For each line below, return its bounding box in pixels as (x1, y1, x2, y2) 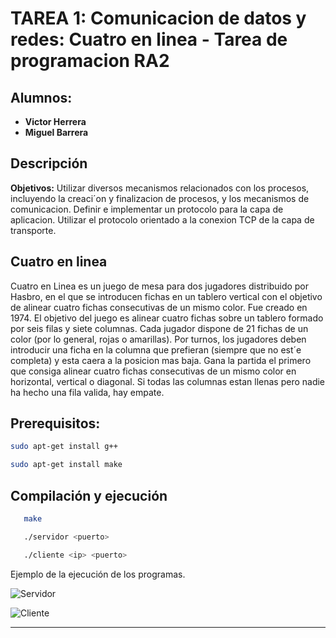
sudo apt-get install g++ (10, 442, 118, 452)
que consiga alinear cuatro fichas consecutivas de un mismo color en (10, 365, 297, 377)
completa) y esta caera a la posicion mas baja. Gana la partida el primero (10, 354, 312, 366)
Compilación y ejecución (10, 487, 168, 504)
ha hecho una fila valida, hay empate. (10, 386, 165, 398)
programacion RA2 (10, 50, 170, 72)
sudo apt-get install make (10, 460, 123, 470)
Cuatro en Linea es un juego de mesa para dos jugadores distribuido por (10, 280, 310, 292)
